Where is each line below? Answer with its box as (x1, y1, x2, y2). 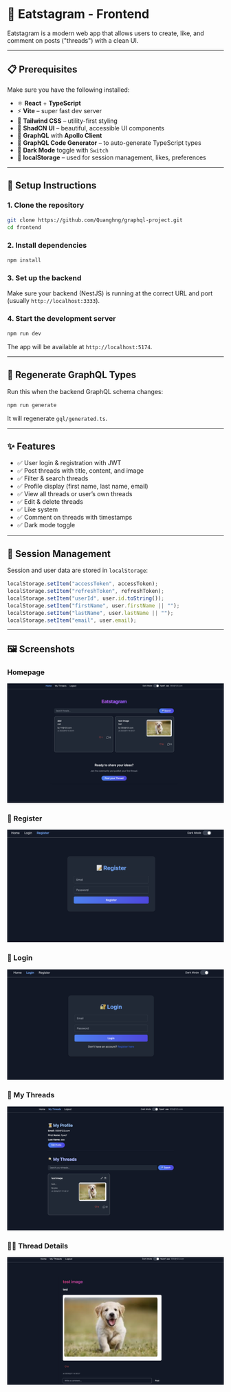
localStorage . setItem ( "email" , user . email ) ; (7, 617, 137, 624)
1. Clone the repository (7, 200, 85, 210)
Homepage (7, 667, 45, 677)
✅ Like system (16, 505, 58, 513)
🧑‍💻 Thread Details (7, 1241, 69, 1251)
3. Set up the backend (7, 273, 82, 283)
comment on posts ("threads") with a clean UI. (7, 36, 139, 44)
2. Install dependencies (7, 241, 87, 251)
